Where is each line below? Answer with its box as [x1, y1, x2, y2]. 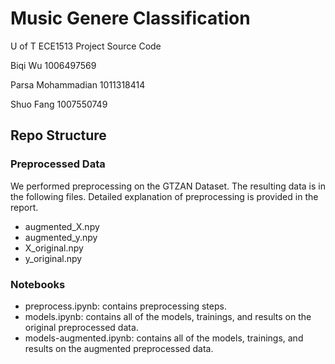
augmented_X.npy [24, 220, 100, 232]
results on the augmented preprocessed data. [24, 342, 214, 354]
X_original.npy [24, 242, 84, 254]
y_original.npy [24, 252, 83, 264]
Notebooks [10, 277, 66, 291]
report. [10, 201, 39, 213]
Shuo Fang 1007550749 [10, 98, 108, 110]
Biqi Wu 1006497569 [10, 59, 97, 71]
